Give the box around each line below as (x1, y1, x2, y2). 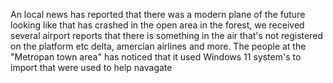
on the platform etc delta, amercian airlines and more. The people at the (10, 40, 307, 52)
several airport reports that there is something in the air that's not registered (10, 30, 323, 41)
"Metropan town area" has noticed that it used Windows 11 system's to (10, 51, 302, 63)
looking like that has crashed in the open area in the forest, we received (10, 19, 305, 31)
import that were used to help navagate (10, 62, 173, 73)
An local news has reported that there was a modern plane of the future (10, 9, 306, 20)
